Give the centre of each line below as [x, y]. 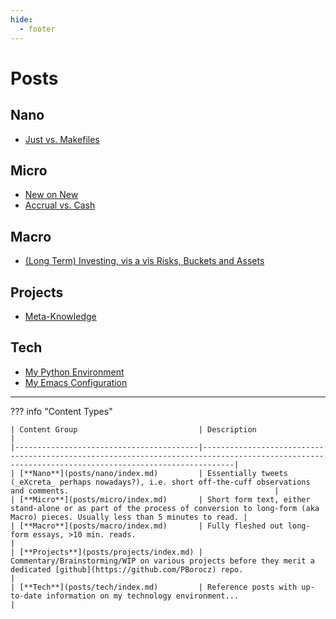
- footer [37, 29]
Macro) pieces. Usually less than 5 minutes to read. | [129, 517]
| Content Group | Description [133, 429]
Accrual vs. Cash [60, 205]
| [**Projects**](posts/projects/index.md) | [106, 552]
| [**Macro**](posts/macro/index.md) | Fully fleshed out [147, 526]
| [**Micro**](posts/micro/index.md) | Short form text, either [160, 499]
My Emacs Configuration [76, 382]
